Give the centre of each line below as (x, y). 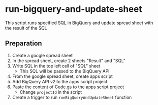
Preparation (24, 44)
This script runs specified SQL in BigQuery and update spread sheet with (79, 23)
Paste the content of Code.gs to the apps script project (68, 87)
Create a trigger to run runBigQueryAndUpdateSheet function (72, 97)
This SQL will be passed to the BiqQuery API (64, 71)
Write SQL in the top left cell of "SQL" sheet (56, 66)
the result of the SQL (26, 28)
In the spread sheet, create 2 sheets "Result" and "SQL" (69, 61)
